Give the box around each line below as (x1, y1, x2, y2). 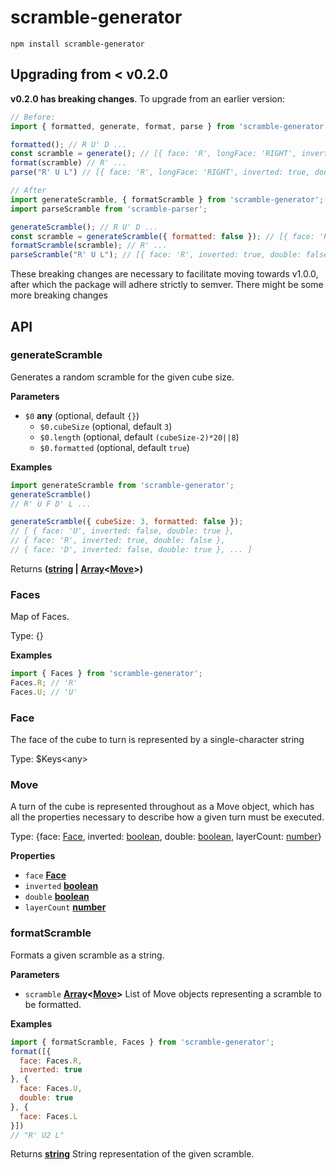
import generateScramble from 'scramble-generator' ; (10, 480, 235, 490)
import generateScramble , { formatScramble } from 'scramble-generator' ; (10, 194, 325, 205)
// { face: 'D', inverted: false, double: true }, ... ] (10, 545, 253, 555)
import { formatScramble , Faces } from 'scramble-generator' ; (10, 1037, 275, 1047)
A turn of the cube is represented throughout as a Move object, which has (10, 801, 315, 813)
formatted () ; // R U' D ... (10, 139, 128, 150)
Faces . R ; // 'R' (10, 678, 78, 688)
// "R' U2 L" (10, 1130, 65, 1140)
